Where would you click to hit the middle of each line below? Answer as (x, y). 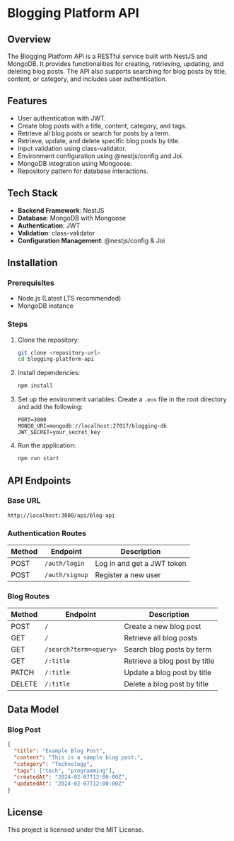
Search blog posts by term (168, 650)
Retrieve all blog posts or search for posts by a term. (94, 133)
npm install (35, 386)
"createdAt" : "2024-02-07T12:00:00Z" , (71, 777)
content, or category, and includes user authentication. (87, 79)
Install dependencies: (49, 373)
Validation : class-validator (56, 233)
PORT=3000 (32, 420)
